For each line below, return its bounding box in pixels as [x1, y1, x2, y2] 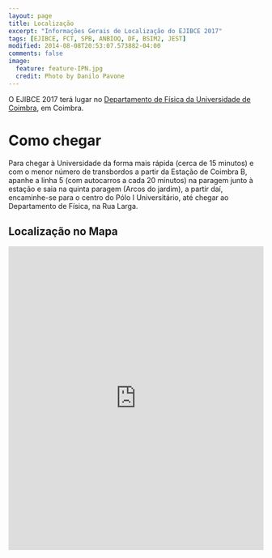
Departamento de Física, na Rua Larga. [8, 201, 138, 211]
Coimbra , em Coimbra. [8, 103, 84, 113]
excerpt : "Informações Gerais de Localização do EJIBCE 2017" [8, 27, 223, 35]
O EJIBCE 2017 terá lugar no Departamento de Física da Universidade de [8, 94, 251, 104]
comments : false [8, 49, 63, 58]
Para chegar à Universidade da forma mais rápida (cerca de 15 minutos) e [8, 158, 254, 168]
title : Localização [8, 19, 74, 28]
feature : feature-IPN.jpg [15, 65, 104, 73]
